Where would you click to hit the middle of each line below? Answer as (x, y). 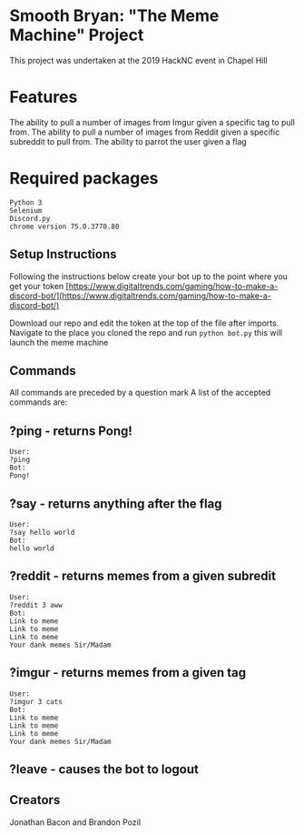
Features (44, 97)
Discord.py (30, 218)
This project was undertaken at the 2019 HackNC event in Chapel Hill (138, 60)
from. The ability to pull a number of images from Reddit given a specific (145, 132)
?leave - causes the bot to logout (104, 770)
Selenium (26, 210)
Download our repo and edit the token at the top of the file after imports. (144, 323)
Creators (35, 800)
